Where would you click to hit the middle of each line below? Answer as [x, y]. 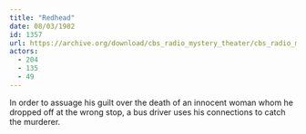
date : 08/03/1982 [42, 26]
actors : [24, 52]
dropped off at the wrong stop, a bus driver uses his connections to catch [148, 112]
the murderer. [35, 121]
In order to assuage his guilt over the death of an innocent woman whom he [152, 102]
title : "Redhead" [42, 18]
